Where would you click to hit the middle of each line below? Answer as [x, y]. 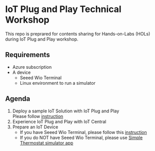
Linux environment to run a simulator [58, 83]
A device [21, 72]
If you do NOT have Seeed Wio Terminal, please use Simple [81, 137]
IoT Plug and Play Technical [63, 9]
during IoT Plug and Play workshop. [42, 39]
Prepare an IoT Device [35, 127]
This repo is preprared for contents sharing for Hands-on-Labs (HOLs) [78, 34]
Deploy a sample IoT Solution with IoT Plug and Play [66, 111]
